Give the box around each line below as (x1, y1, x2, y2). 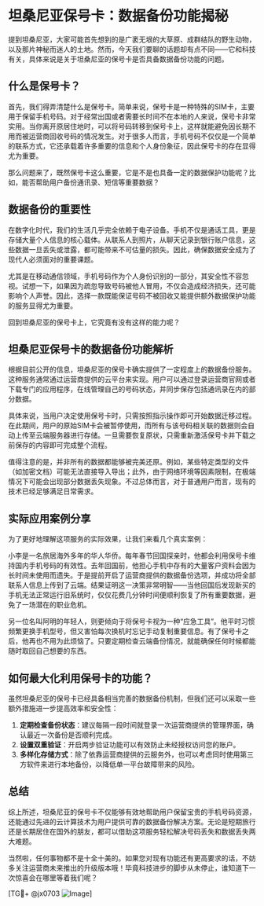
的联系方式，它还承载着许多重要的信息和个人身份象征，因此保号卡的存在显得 (8, 141, 256, 150)
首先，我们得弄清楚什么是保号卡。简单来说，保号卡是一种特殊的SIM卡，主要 (8, 101, 255, 111)
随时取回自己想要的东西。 (8, 646, 91, 656)
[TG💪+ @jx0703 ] (8, 889, 93, 898)
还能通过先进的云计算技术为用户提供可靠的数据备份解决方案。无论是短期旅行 (8, 816, 256, 826)
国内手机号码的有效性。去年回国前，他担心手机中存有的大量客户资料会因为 (14, 561, 256, 570)
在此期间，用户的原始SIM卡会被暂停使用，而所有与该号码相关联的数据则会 (8, 421, 248, 431)
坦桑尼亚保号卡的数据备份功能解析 (8, 343, 174, 356)
